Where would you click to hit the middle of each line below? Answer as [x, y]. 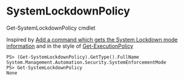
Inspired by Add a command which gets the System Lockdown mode [92, 39]
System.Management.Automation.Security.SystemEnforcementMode [86, 62]
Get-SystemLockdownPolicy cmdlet [51, 28]
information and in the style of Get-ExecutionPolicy [70, 46]
